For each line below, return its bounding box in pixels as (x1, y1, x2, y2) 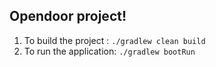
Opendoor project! (9, 8, 127, 25)
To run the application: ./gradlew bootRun (23, 45, 196, 57)
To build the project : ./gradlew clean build (23, 34, 206, 46)
